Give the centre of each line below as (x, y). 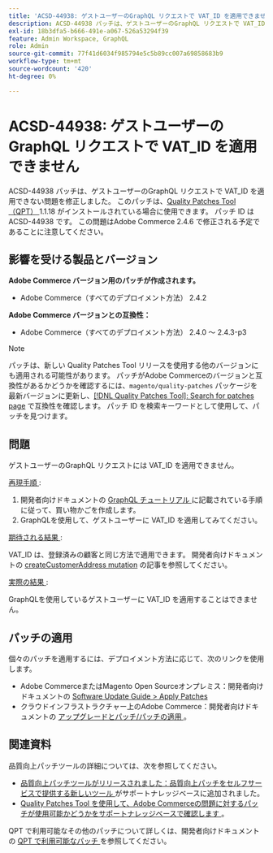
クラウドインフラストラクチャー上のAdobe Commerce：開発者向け (132, 706)
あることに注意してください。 (58, 232)
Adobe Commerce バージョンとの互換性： (80, 315)
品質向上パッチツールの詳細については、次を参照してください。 (115, 765)
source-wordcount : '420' (50, 69)
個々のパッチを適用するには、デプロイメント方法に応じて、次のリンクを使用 (136, 658)
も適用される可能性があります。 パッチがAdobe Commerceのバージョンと (132, 375)
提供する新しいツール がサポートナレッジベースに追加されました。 (153, 793)
